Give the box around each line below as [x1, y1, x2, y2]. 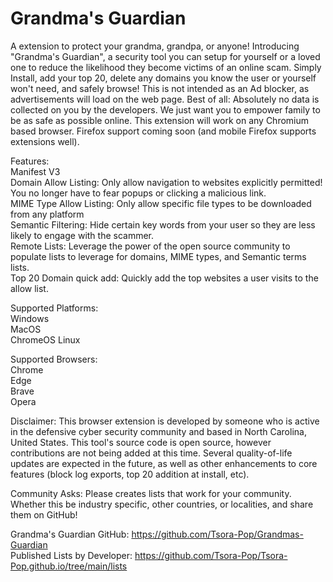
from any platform [10, 208, 85, 220]
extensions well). [10, 135, 80, 147]
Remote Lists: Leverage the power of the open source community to [10, 240, 291, 252]
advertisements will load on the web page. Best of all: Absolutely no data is [10, 93, 320, 105]
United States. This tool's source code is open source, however [10, 436, 272, 448]
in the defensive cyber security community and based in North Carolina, [10, 425, 307, 437]
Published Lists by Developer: [10, 549, 133, 561]
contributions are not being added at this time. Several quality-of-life [10, 447, 293, 459]
